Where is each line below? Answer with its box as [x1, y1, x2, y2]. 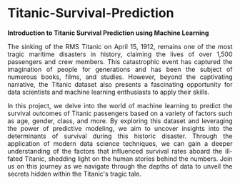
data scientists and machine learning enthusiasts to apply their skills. [7, 88, 210, 96]
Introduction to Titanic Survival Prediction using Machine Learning [7, 28, 209, 37]
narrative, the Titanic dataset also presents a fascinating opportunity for [7, 80, 233, 88]
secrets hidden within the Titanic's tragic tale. [7, 169, 141, 178]
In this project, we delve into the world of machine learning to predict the [7, 101, 233, 110]
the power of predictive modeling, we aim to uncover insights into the [7, 124, 233, 132]
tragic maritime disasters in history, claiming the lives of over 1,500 [7, 50, 233, 58]
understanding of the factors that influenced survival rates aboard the [7, 147, 223, 155]
